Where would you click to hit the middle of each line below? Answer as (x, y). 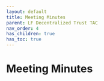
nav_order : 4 (23, 28)
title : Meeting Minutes (36, 17)
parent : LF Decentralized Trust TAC (52, 23)
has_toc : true (24, 39)
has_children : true (31, 34)
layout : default (26, 12)
